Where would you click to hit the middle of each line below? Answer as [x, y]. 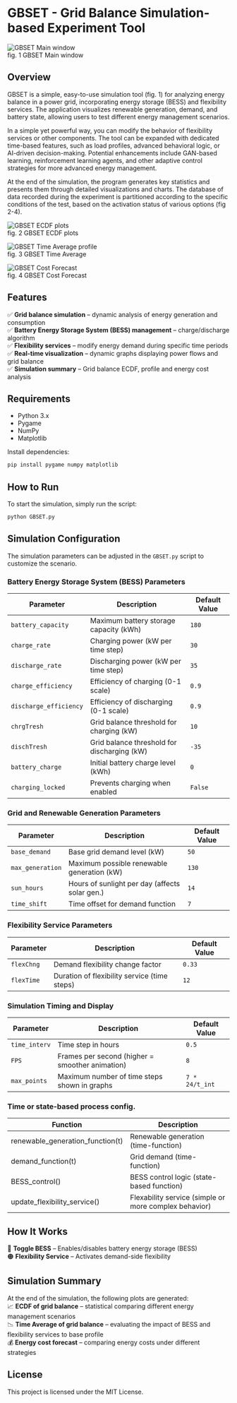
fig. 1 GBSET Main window [45, 55]
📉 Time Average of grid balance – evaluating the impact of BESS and [109, 1324]
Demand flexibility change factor [107, 964]
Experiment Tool [96, 28]
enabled [104, 792]
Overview [29, 77]
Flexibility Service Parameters [60, 925]
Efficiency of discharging [131, 702]
